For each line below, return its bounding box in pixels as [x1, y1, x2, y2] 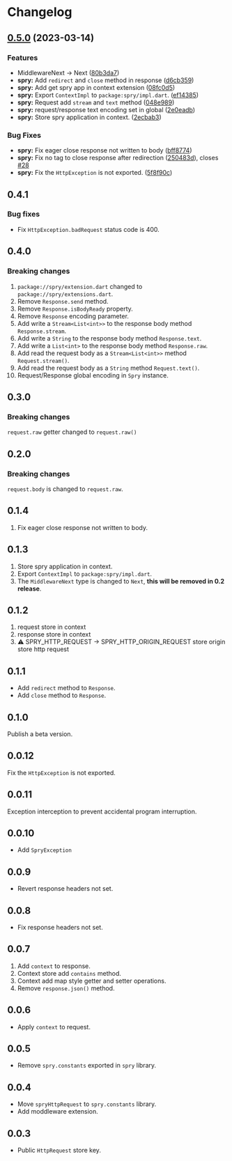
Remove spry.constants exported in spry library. [17, 1061, 157, 1070]
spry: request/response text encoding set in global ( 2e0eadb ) [17, 105, 196, 114]
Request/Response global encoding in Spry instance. [17, 371, 169, 380]
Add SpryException [17, 846, 72, 854]
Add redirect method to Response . [17, 684, 116, 692]
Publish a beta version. [7, 729, 73, 738]
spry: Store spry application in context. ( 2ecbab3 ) [17, 113, 162, 121]
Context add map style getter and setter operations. [17, 976, 167, 985]
